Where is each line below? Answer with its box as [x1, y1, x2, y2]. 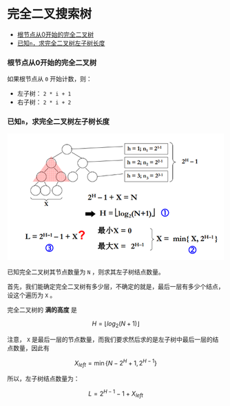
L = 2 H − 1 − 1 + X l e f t [88, 388, 143, 399]
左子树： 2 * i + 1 [17, 89, 72, 98]
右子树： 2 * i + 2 [17, 98, 72, 107]
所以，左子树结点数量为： [7, 374, 80, 383]
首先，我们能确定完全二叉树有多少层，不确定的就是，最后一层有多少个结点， [7, 282, 224, 290]
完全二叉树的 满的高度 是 [7, 306, 77, 314]
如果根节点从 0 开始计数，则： [7, 75, 93, 83]
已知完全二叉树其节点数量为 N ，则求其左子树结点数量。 [7, 268, 165, 276]
